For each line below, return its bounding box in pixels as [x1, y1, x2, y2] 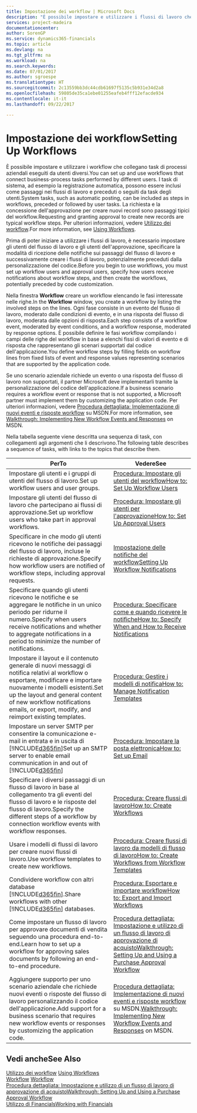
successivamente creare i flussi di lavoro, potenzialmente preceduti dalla [6, 256, 182, 263]
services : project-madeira [6, 19, 72, 25]
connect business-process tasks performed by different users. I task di [6, 176, 178, 183]
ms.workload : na [6, 57, 46, 63]
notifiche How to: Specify [113, 615, 182, 623]
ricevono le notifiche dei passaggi [9, 540, 103, 548]
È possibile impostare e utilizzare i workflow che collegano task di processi [6, 164, 187, 171]
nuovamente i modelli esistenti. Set [9, 684, 104, 692]
